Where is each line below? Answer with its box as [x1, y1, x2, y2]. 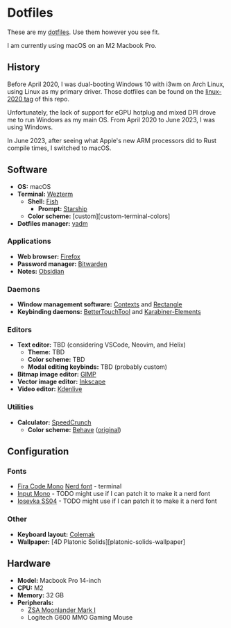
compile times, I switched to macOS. [7, 144, 112, 152]
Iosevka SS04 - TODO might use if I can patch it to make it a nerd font [17, 497, 217, 505]
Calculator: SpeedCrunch [17, 418, 92, 427]
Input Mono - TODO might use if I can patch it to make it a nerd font [17, 490, 210, 498]
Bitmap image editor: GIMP [17, 370, 96, 379]
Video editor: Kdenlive [17, 385, 83, 393]
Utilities [7, 402, 34, 412]
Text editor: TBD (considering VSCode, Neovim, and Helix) [17, 340, 186, 349]
